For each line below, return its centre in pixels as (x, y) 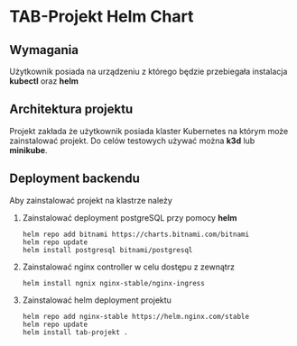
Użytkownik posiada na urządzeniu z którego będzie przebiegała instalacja (148, 71)
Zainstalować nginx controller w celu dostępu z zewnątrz (128, 267)
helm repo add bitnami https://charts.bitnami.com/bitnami (136, 234)
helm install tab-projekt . (75, 332)
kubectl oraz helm (44, 81)
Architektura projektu (71, 109)
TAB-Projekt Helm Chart (102, 17)
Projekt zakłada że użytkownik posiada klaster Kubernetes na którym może (149, 131)
